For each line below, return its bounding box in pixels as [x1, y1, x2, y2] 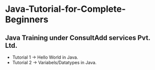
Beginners [5, 14, 49, 25]
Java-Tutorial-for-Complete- [5, 3, 126, 15]
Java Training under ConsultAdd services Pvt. [5, 34, 151, 42]
